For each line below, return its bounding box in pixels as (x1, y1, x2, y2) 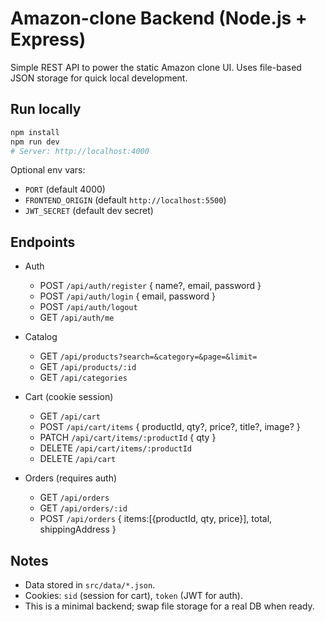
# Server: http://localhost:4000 (10, 146, 150, 156)
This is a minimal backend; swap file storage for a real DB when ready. (24, 600, 315, 612)
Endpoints (10, 233, 76, 251)
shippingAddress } (39, 523, 117, 536)
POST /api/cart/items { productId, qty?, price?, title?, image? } (39, 421, 301, 433)
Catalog (24, 331, 58, 343)
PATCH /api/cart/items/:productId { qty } (39, 432, 217, 444)
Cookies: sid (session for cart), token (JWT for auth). (24, 590, 243, 601)
